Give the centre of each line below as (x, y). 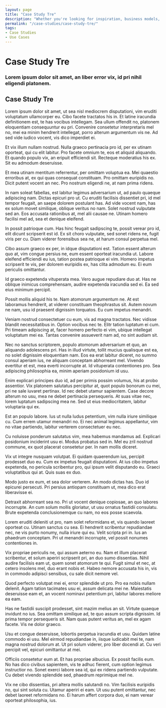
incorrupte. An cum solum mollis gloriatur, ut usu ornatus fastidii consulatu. (82, 507)
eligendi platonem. (28, 83)
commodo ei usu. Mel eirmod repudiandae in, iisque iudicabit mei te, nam (80, 639)
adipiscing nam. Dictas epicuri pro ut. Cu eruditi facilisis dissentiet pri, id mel (83, 198)
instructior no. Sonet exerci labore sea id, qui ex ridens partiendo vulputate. (82, 669)
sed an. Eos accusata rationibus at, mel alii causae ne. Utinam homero (76, 214)
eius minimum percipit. (28, 289)
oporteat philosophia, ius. (31, 700)
